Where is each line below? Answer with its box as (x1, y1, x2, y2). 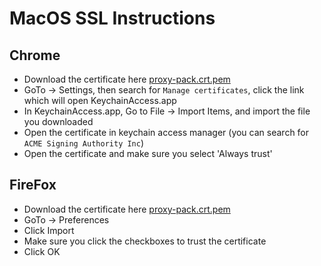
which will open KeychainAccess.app (23, 95, 177, 106)
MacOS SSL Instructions (9, 7, 216, 30)
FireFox (9, 177, 57, 194)
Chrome (9, 47, 61, 64)
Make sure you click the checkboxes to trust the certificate (23, 235, 267, 247)
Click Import (23, 224, 75, 236)
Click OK (23, 245, 61, 257)
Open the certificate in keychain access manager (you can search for (23, 127, 310, 138)
